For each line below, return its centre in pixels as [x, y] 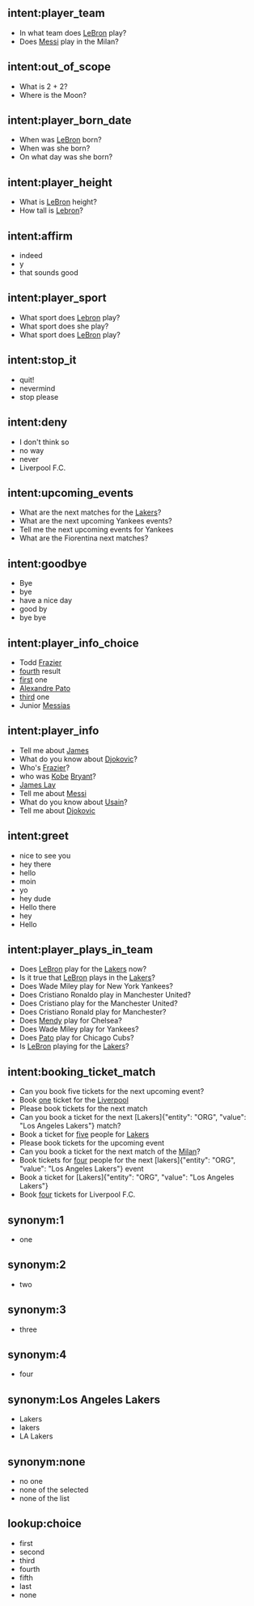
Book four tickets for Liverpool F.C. [77, 1195]
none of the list [44, 1498]
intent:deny [38, 423]
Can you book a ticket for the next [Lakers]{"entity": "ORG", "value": [133, 1117]
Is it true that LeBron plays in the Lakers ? [87, 977]
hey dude [35, 898]
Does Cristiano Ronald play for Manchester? [93, 1012]
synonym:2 [37, 1265]
